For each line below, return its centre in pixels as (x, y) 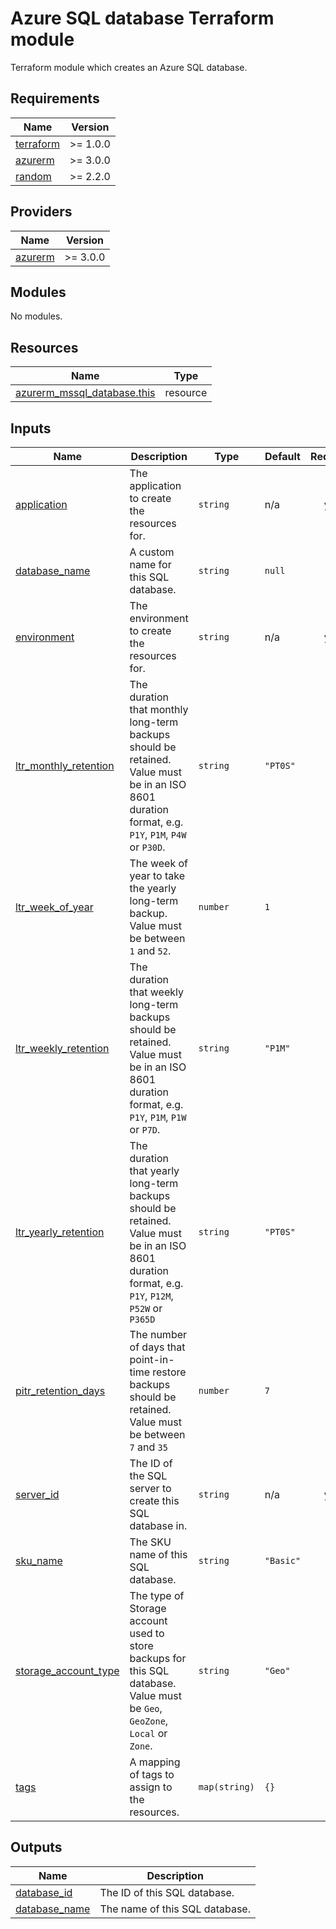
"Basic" (283, 1560)
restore (169, 1372)
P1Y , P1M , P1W (158, 1117)
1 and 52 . (150, 950)
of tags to (152, 1774)
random (33, 176)
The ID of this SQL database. (167, 1892)
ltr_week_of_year (54, 907)
